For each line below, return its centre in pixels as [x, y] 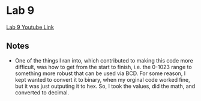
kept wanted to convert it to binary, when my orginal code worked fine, [102, 79]
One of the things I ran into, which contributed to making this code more [104, 60]
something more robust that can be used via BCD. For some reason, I [100, 73]
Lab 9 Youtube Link [30, 27]
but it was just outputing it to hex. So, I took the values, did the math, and [105, 86]
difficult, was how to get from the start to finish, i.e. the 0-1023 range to [103, 67]
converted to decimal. [42, 92]
